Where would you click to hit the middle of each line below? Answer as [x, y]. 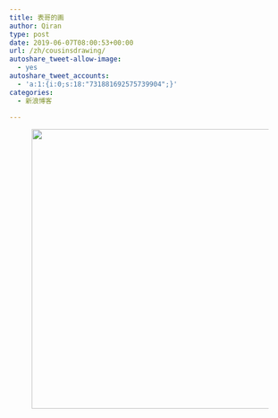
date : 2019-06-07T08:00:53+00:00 [72, 43]
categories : [31, 92]
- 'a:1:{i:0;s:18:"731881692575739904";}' [97, 84]
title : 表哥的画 [37, 17]
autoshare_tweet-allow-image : [66, 59]
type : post [29, 34]
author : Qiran [36, 26]
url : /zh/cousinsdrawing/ [57, 51]
